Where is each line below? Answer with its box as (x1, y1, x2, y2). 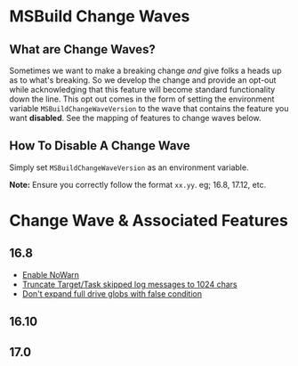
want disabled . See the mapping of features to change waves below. (9, 113, 262, 123)
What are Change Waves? (9, 42, 156, 57)
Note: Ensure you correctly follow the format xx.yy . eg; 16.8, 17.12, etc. (9, 179, 267, 190)
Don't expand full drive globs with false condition (21, 288, 203, 299)
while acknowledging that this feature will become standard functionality (9, 85, 276, 94)
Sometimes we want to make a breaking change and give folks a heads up (9, 65, 282, 76)
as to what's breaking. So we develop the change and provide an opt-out (9, 75, 277, 85)
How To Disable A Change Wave (9, 138, 190, 153)
